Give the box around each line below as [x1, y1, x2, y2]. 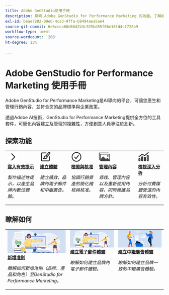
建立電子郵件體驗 [70, 249, 106, 255]
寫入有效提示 [7, 164, 34, 170]
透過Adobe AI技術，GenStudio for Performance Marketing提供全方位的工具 [5, 114, 161, 120]
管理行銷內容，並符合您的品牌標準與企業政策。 [5, 104, 102, 110]
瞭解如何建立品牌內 [70, 259, 110, 265]
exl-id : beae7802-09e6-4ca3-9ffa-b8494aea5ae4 [5, 19, 105, 24]
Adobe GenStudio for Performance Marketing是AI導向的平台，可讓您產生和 [5, 97, 161, 103]
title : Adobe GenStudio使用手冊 [5, 8, 70, 13]
